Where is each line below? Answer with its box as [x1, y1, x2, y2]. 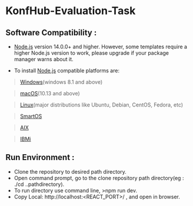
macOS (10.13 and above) [19, 90, 80, 97]
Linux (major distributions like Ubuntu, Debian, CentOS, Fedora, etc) [19, 101, 184, 108]
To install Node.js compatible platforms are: [14, 67, 120, 74]
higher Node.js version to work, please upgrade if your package [14, 49, 169, 57]
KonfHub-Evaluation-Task [5, 4, 136, 18]
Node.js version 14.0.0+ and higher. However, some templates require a [14, 43, 188, 50]
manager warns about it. [14, 56, 74, 62]
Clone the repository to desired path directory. [14, 168, 127, 175]
